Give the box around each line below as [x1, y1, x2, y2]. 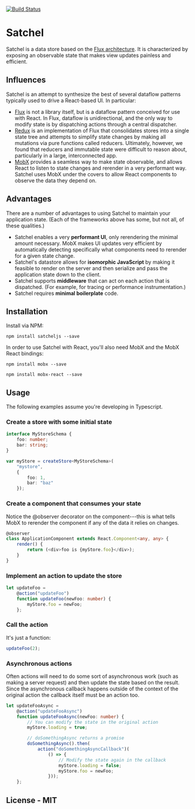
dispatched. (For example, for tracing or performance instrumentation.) [14, 283, 186, 290]
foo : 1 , [27, 475, 46, 481]
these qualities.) [6, 222, 45, 229]
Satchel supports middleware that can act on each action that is [14, 277, 170, 284]
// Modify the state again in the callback [58, 757, 166, 763]
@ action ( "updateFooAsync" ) [16, 708, 83, 714]
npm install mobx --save [6, 361, 67, 367]
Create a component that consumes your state [6, 499, 142, 508]
